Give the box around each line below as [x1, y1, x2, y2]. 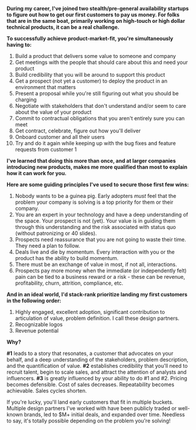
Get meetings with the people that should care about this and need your [15, 59, 188, 66]
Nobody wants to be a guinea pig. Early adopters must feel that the [15, 193, 177, 199]
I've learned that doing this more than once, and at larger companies [6, 158, 176, 164]
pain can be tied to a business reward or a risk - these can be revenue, [15, 274, 185, 280]
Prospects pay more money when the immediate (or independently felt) [15, 267, 187, 274]
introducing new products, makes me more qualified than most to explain [6, 163, 188, 170]
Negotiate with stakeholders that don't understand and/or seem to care [15, 103, 186, 109]
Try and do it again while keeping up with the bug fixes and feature [15, 140, 176, 146]
